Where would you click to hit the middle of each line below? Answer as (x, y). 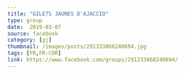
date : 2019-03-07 (34, 27)
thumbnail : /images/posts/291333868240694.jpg (77, 47)
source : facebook (33, 33)
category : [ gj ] (30, 40)
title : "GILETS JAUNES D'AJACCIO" (58, 14)
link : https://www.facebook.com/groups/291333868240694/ (93, 60)
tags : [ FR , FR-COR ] (34, 54)
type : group (25, 20)
